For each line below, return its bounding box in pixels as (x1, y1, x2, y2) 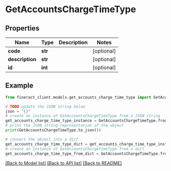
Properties (5, 24, 40, 33)
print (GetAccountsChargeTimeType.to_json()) (5, 128, 101, 133)
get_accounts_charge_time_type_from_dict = (5, 151, 99, 156)
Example (5, 81, 34, 90)
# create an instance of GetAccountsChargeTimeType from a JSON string (5, 113, 160, 119)
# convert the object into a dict (5, 136, 79, 142)
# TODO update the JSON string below (5, 104, 85, 109)
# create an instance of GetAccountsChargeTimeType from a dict (5, 146, 145, 151)
